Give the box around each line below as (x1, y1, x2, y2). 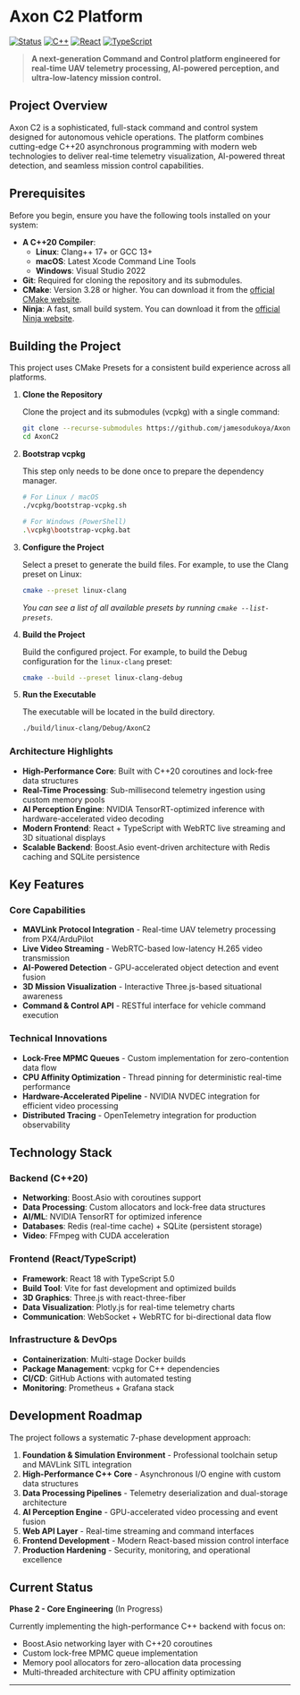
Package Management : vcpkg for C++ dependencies (21, 1363, 221, 1374)
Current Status (9, 1580, 94, 1596)
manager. (21, 475, 58, 486)
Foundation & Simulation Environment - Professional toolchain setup (21, 1449, 279, 1460)
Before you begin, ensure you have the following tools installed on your (9, 210, 271, 220)
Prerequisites (9, 186, 86, 201)
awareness (21, 991, 63, 1002)
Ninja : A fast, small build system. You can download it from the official (21, 303, 281, 314)
